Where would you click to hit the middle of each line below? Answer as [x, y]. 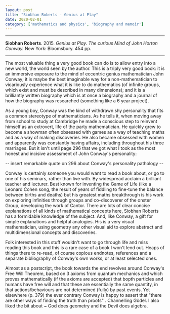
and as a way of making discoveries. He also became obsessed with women [85, 138]
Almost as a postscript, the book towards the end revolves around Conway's [85, 268]
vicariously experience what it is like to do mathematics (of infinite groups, [83, 85]
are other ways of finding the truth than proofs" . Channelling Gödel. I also [82, 301]
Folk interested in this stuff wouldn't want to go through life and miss [77, 242]
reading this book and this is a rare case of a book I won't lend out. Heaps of [85, 248]
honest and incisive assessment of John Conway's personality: [71, 154]
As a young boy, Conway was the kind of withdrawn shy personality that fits [84, 111]
